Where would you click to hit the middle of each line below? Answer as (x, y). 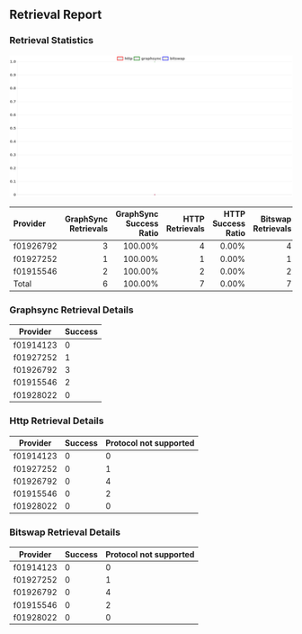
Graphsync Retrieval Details (71, 310)
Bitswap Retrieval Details (65, 532)
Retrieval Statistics (52, 41)
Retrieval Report (56, 15)
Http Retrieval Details (57, 421)
